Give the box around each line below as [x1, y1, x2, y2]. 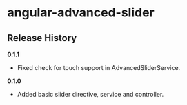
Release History [7, 32, 77, 44]
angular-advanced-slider [7, 5, 155, 21]
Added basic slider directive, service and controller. [17, 91, 164, 98]
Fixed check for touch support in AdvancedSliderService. [17, 64, 181, 71]
